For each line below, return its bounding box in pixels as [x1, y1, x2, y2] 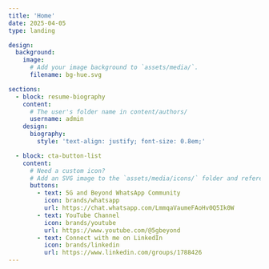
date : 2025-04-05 [8, 19, 66, 27]
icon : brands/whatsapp [43, 197, 120, 205]
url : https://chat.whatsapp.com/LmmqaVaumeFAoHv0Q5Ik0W [43, 204, 235, 212]
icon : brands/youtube [43, 219, 116, 227]
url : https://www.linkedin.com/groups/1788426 [43, 249, 203, 257]
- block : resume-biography [15, 93, 106, 101]
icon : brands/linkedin [43, 241, 120, 249]
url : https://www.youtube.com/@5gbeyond [43, 226, 181, 235]
